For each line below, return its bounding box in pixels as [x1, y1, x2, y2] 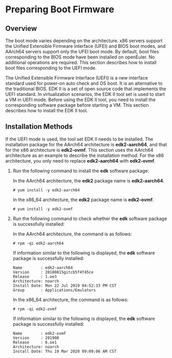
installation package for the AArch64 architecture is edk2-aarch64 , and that [5, 141, 167, 147]
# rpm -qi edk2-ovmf [12, 306, 57, 311]
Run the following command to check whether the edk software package [12, 215, 167, 222]
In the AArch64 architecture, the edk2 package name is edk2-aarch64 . [12, 177, 165, 184]
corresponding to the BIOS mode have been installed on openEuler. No [5, 54, 155, 60]
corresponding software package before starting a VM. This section [5, 102, 149, 108]
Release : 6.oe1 [12, 340, 57, 345]
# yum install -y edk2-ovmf [12, 206, 73, 211]
